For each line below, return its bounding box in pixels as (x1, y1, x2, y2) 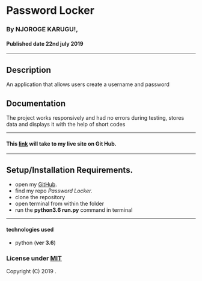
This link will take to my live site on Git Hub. (6, 140, 117, 147)
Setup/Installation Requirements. (6, 165, 133, 175)
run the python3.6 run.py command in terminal (14, 206, 133, 214)
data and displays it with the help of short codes (6, 120, 126, 128)
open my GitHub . (14, 181, 57, 188)
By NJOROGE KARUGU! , (6, 25, 78, 34)
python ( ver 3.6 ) (14, 239, 56, 247)
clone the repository (14, 193, 66, 200)
